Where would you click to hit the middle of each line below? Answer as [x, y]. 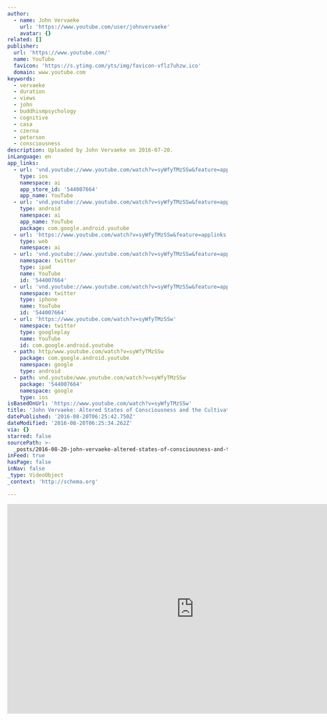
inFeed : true [26, 456]
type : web [34, 241]
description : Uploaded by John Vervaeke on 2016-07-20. [90, 150]
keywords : [22, 79]
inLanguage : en [29, 157]
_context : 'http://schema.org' [53, 482]
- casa [23, 124]
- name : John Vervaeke [46, 20]
